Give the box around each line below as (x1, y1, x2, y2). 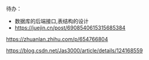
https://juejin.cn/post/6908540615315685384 (14, 24, 125, 31)
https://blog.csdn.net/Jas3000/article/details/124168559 (6, 47, 143, 54)
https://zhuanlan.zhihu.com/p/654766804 (6, 36, 108, 42)
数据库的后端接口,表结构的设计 (14, 18, 89, 25)
